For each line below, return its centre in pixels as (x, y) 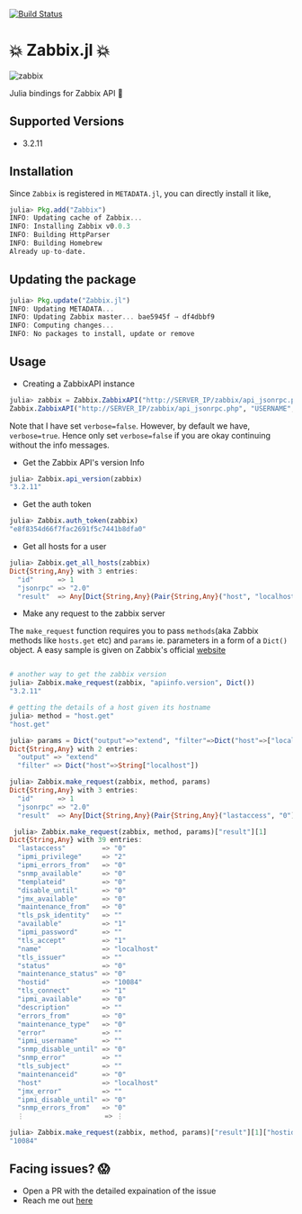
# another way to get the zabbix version (88, 675)
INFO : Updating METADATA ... (62, 309)
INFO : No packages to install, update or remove (102, 334)
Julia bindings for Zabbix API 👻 (66, 93)
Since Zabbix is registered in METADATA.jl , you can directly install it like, (140, 193)
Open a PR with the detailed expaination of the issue (119, 1191)
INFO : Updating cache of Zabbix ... (76, 218)
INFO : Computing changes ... (62, 326)
